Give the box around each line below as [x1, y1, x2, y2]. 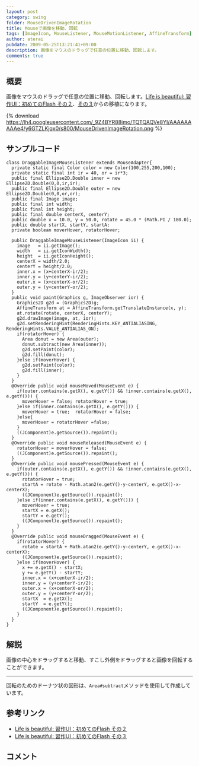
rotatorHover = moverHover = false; [17, 446, 108, 452]
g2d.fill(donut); [21, 352, 65, 358]
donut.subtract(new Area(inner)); [21, 342, 108, 348]
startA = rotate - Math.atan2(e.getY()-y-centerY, [21, 482, 150, 488]
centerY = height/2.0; [17, 263, 73, 270]
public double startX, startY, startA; [11, 222, 110, 228]
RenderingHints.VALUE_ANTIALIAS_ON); [6, 326, 99, 332]
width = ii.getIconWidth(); [17, 248, 92, 254]
